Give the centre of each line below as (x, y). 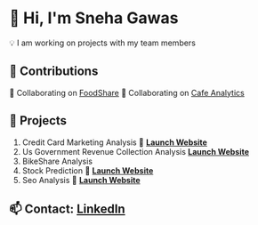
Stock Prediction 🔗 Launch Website (88, 170)
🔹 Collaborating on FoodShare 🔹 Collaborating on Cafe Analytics (127, 92)
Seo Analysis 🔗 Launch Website (81, 180)
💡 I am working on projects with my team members (102, 43)
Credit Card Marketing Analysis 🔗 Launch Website (114, 142)
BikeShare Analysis (57, 161)
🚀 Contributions (54, 72)
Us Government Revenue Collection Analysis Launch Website (136, 151)
